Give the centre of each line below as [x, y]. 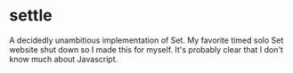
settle [31, 16]
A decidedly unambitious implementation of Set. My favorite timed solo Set [146, 40]
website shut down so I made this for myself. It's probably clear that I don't [146, 49]
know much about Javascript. [64, 59]
